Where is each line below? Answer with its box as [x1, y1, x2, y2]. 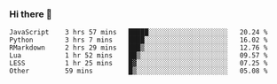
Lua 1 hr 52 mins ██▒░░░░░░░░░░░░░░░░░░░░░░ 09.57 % [9, 51, 268, 60]
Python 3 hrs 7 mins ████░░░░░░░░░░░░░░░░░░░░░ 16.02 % [9, 35, 268, 45]
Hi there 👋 [9, 8, 53, 20]
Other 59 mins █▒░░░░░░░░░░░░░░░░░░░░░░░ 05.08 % [9, 66, 268, 76]
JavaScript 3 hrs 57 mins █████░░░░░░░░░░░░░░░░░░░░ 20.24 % [9, 28, 268, 37]
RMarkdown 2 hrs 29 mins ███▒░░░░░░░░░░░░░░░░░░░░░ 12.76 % [9, 43, 268, 52]
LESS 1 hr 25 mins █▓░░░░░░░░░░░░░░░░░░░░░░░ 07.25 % [9, 59, 268, 68]
